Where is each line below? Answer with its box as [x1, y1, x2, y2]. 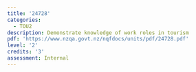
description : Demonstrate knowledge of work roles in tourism [7, 29, 189, 36]
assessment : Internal [7, 55, 69, 62]
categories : [7, 16, 41, 23]
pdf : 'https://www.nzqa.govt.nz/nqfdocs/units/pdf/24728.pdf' [7, 36, 189, 43]
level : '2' [7, 42, 39, 49]
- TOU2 [13, 23, 32, 29]
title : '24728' [7, 10, 51, 17]
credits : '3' [7, 49, 45, 56]
